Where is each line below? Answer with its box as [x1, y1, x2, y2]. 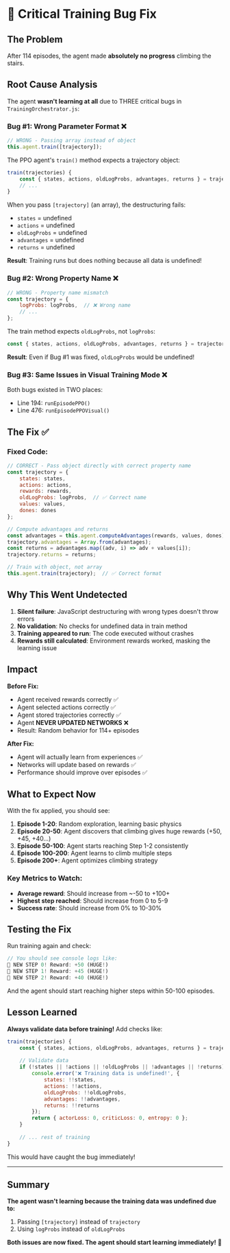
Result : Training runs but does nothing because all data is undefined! [7, 257, 202, 265]
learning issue [16, 643, 57, 652]
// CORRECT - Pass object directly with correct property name [7, 462, 192, 469]
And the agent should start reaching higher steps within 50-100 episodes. [7, 987, 215, 995]
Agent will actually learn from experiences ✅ [16, 752, 143, 761]
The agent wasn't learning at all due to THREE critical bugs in [7, 97, 182, 105]
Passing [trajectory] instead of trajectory [16, 1218, 140, 1226]
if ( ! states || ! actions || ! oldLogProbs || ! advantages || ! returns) [19, 1064, 225, 1070]
